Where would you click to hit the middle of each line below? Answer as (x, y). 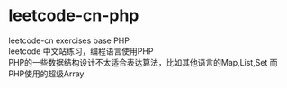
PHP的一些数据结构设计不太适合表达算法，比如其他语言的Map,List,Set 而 (143, 62)
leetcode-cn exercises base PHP (69, 40)
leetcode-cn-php (74, 16)
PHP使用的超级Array (46, 74)
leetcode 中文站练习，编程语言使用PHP (81, 51)
